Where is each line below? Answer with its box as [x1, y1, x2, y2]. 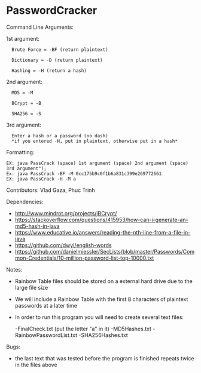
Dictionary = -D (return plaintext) [11, 57, 103, 63]
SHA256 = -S [11, 110, 42, 117]
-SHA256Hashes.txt [78, 331, 129, 339]
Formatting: [6, 148, 35, 156]
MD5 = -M [11, 89, 33, 96]
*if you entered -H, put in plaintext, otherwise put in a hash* [11, 138, 178, 144]
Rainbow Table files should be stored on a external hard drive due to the [14, 277, 193, 285]
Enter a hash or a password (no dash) [11, 133, 109, 139]
